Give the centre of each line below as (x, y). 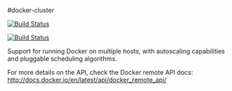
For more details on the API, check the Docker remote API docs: (100, 72)
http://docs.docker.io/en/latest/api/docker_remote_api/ (87, 80)
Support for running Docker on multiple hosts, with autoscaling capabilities (116, 51)
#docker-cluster (31, 10)
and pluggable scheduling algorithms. (62, 59)
